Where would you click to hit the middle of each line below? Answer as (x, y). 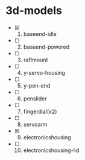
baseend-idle (40, 33)
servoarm (35, 124)
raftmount (36, 60)
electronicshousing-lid (51, 150)
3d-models (34, 11)
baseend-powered (46, 47)
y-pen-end (37, 85)
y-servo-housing (44, 72)
